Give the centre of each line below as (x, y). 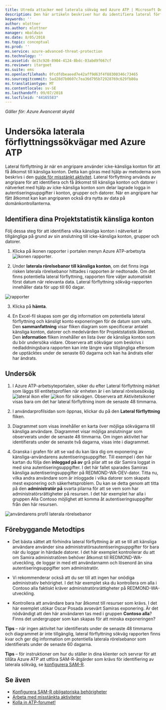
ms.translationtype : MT (30, 83)
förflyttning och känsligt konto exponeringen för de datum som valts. (82, 321)
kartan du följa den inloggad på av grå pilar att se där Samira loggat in (84, 462)
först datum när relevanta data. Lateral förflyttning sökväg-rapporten (82, 282)
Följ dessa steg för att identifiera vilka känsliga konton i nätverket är (74, 231)
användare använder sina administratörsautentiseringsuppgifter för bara (85, 547)
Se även (18, 680)
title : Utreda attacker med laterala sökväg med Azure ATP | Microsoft (80, 10)
